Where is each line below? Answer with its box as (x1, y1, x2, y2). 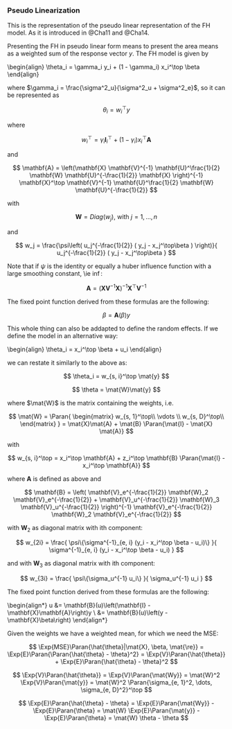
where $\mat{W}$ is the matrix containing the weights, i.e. (7, 398, 175, 407)
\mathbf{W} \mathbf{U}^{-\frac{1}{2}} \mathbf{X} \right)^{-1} (29, 171, 204, 179)
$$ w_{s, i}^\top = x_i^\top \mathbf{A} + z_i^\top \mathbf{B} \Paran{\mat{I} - (7, 453, 226, 462)
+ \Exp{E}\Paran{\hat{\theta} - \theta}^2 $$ (54, 658, 179, 666)
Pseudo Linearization (7, 6, 80, 15)
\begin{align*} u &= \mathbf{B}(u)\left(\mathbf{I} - (7, 601, 151, 610)
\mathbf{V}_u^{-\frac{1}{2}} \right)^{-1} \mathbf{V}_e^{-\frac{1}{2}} (20, 502, 213, 511)
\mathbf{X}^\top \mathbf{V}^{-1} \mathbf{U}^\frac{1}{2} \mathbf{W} (19, 179, 214, 187)
